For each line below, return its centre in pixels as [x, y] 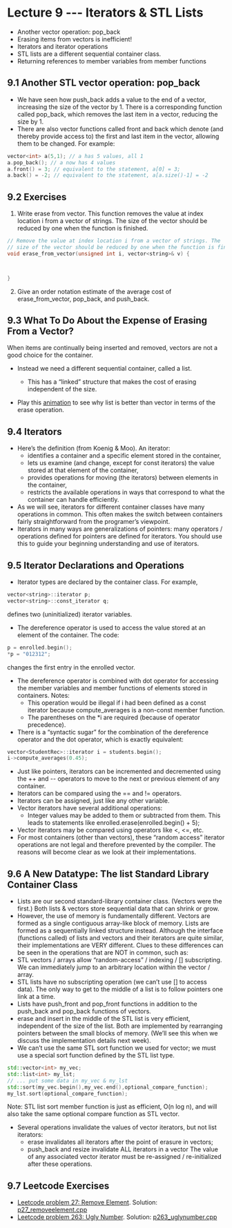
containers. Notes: [43, 695]
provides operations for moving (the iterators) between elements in [123, 478]
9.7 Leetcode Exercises [58, 1186]
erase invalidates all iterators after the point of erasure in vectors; [120, 1142]
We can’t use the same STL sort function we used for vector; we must [116, 1048]
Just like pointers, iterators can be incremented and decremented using [119, 772]
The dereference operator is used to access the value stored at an [111, 627]
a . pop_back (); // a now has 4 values [61, 163]
